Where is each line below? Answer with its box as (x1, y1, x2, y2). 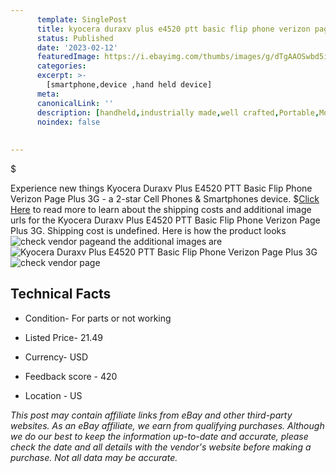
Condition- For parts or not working (24, 312, 172, 324)
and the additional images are (99, 236, 223, 247)
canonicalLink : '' (36, 98, 114, 108)
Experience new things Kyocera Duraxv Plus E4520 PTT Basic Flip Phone (10, 182, 313, 194)
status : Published (36, 33, 114, 43)
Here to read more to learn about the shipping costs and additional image (10, 204, 312, 215)
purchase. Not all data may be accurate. (10, 451, 178, 463)
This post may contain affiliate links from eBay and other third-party (10, 409, 293, 421)
